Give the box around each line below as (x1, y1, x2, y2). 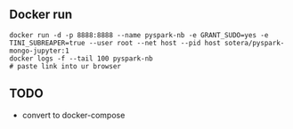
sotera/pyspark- (224, 38, 285, 47)
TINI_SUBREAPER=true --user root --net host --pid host (9, 38, 221, 47)
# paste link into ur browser (9, 61, 122, 70)
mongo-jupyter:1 (9, 46, 69, 55)
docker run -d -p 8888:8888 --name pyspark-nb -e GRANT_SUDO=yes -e (9, 30, 269, 39)
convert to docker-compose (21, 109, 126, 120)
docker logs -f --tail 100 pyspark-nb (9, 53, 153, 63)
